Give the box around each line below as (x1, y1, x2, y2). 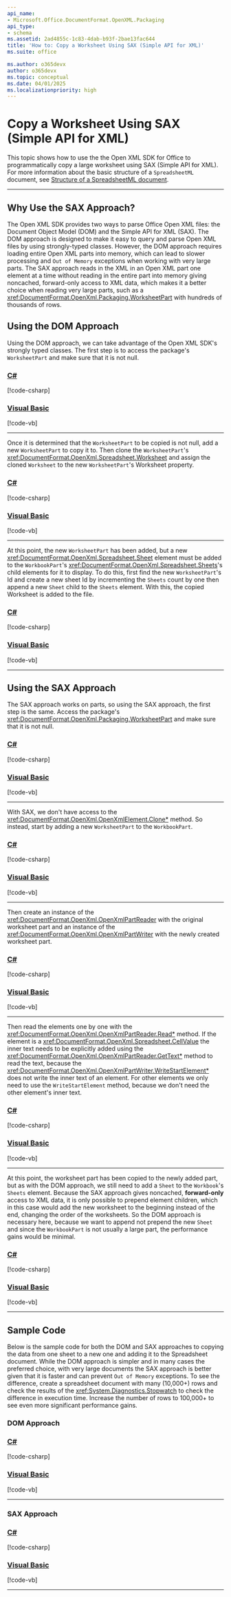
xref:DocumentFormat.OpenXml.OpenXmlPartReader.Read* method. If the (7, 1030, 217, 1038)
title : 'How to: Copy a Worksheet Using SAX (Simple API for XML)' (7, 42, 205, 49)
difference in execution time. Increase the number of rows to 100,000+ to (7, 1394, 214, 1402)
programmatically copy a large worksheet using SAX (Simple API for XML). (7, 161, 219, 169)
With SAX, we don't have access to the (7, 808, 118, 816)
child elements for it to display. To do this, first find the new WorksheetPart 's (7, 569, 222, 576)
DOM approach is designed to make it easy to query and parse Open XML (7, 235, 217, 243)
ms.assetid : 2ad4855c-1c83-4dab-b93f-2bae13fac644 (7, 36, 155, 43)
